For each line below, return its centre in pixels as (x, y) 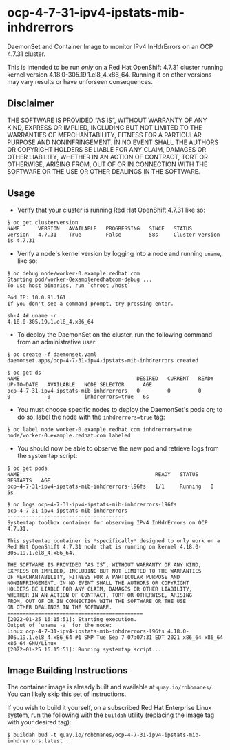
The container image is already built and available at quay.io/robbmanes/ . (111, 687)
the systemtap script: (47, 455)
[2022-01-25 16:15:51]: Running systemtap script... (84, 649)
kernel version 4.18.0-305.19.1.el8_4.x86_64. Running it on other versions (109, 75)
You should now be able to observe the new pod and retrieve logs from (118, 448)
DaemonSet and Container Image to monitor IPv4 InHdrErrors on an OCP (110, 46)
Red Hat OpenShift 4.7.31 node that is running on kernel (92, 546)
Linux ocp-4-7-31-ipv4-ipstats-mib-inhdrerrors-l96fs (86, 631)
